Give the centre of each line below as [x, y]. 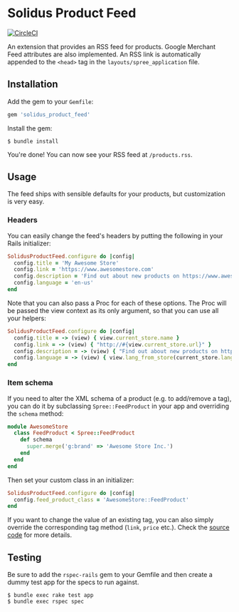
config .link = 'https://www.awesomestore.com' [84, 270]
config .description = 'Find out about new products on [97, 276]
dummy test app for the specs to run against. [73, 582]
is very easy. [26, 202]
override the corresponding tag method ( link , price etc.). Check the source [118, 527]
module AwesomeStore [38, 427]
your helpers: [27, 318]
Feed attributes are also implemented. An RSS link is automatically [104, 54]
